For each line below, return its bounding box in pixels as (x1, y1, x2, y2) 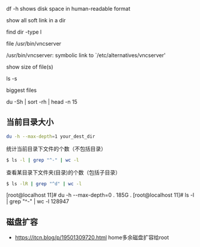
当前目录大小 (6, 117, 54, 127)
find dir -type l (6, 28, 42, 35)
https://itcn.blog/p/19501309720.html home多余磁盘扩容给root (14, 234, 169, 241)
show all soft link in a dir (6, 17, 66, 23)
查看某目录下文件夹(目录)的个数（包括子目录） (6, 168, 121, 176)
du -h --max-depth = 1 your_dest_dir (6, 133, 95, 139)
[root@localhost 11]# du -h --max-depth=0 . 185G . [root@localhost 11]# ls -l (6, 192, 195, 199)
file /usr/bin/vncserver (6, 40, 62, 47)
